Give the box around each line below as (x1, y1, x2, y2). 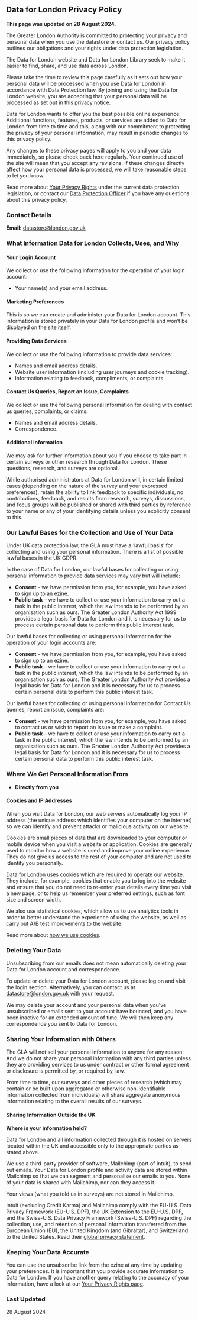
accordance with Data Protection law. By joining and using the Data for (6, 86, 178, 93)
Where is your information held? (6, 1124, 87, 1132)
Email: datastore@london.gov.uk (6, 224, 86, 231)
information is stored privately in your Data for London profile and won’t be (6, 318, 188, 325)
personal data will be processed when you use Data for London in (6, 80, 167, 87)
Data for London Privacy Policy (6, 5, 122, 15)
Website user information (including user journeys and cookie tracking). (14, 368, 190, 375)
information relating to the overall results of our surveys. (6, 1097, 143, 1105)
